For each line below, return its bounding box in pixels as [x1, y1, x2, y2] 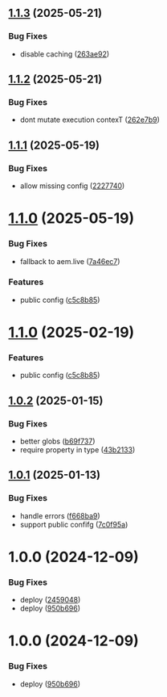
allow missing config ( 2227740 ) [19, 181, 125, 191]
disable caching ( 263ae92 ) [19, 48, 110, 59]
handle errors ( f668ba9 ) [19, 510, 100, 520]
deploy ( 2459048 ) [19, 595, 81, 605]
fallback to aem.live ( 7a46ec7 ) [19, 256, 120, 266]
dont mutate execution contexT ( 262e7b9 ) [19, 115, 161, 124]
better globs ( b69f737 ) [19, 436, 96, 447]
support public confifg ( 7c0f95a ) [19, 519, 128, 529]
